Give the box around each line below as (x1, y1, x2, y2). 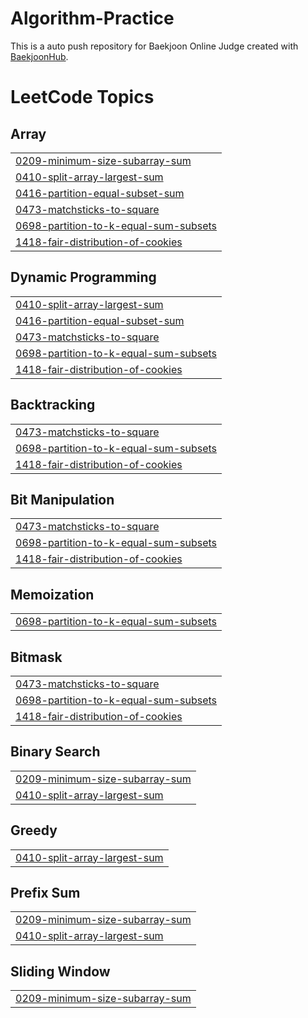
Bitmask (10, 648, 63, 666)
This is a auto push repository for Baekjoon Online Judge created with (10, 40, 299, 52)
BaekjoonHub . (10, 50, 69, 62)
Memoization (10, 586, 95, 603)
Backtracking (10, 397, 96, 414)
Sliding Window (10, 963, 111, 980)
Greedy (10, 822, 58, 839)
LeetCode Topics (10, 86, 155, 109)
